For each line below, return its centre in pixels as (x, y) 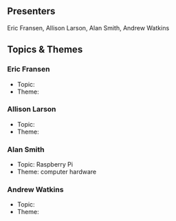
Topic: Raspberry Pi (45, 165)
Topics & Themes (45, 50)
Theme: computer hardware (57, 172)
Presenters (31, 11)
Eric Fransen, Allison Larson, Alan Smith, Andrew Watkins (88, 28)
